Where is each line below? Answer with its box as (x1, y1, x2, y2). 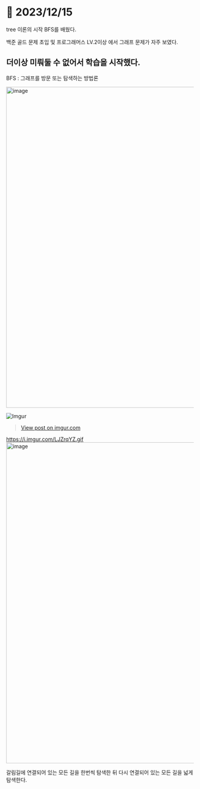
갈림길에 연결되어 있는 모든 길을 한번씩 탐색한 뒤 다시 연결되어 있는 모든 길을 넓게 (6, 769, 193, 776)
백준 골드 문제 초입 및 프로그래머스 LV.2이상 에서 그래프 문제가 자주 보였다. (6, 38, 179, 45)
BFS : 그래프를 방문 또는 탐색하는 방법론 (6, 74, 99, 82)
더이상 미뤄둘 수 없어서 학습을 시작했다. (6, 58, 141, 68)
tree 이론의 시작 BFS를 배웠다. (6, 26, 77, 33)
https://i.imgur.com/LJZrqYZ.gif (6, 436, 84, 443)
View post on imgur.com (20, 424, 81, 431)
